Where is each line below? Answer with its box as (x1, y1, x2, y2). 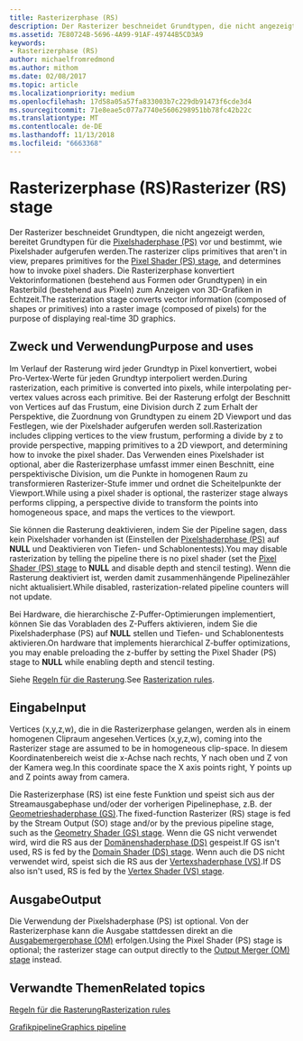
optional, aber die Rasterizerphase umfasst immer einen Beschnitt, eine (9, 459, 275, 470)
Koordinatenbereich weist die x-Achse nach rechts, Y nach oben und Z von (9, 753, 289, 763)
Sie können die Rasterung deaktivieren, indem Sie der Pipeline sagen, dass (9, 524, 288, 534)
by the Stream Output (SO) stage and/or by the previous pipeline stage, (9, 817, 275, 829)
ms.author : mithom (9, 64, 78, 73)
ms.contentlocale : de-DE (9, 123, 103, 132)
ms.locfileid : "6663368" (9, 139, 103, 148)
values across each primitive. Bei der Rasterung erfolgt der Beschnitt (34, 391, 290, 402)
